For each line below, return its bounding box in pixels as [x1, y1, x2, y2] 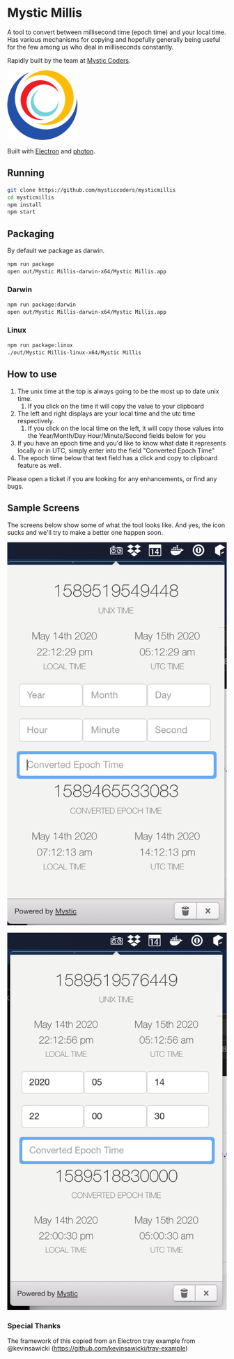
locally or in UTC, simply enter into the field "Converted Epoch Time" [17, 446, 215, 455]
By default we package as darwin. [7, 246, 105, 255]
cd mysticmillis [7, 194, 54, 201]
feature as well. [17, 461, 62, 469]
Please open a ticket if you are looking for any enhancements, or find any [7, 474, 217, 483]
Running [7, 167, 45, 179]
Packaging [7, 228, 54, 240]
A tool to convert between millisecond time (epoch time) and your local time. [7, 28, 226, 36]
